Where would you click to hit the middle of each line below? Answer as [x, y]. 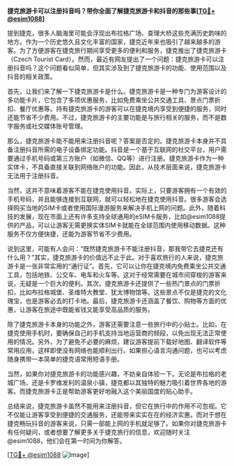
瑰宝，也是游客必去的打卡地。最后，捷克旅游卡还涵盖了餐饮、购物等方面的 [114, 301]
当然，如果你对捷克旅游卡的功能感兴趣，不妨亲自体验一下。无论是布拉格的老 [117, 374]
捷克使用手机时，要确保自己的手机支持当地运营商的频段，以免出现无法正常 [114, 333]
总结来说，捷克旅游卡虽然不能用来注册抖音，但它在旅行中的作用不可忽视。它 [117, 406]
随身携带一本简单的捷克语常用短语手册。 [65, 359]
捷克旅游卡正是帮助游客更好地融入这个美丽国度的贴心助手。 [111, 391]
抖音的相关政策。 [32, 77]
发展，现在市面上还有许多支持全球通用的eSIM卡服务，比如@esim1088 [119, 216]
